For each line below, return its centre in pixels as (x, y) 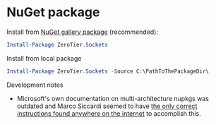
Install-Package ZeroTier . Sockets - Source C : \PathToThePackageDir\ (108, 71)
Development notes (35, 85)
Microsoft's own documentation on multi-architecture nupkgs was (113, 98)
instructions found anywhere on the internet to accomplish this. (109, 113)
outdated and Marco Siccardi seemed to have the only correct (107, 106)
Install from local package (44, 58)
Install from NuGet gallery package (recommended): (83, 32)
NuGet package (53, 12)
